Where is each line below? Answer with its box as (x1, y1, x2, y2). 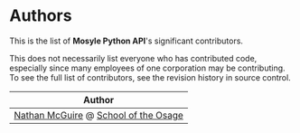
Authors (9, 5, 72, 26)
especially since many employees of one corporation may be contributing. (9, 62, 286, 73)
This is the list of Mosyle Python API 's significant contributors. (9, 35, 244, 46)
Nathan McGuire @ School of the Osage (14, 109, 183, 121)
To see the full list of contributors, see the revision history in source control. (9, 71, 291, 82)
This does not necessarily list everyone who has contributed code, (9, 52, 258, 63)
